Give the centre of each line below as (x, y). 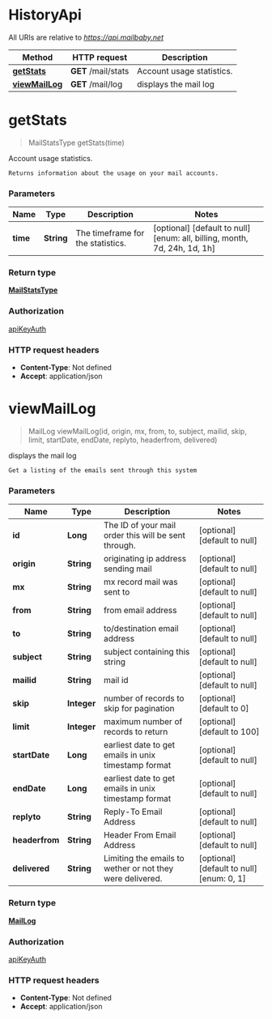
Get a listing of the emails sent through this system (103, 471)
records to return (136, 732)
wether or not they (139, 868)
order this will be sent (145, 535)
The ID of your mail (140, 526)
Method (38, 57)
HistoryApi (45, 15)
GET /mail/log (96, 84)
